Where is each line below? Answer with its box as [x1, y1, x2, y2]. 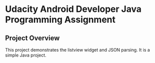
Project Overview [5, 34, 60, 42]
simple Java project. [5, 52, 47, 58]
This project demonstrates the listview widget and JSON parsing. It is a [5, 47, 150, 53]
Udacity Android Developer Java [5, 3, 142, 15]
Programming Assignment [5, 14, 116, 25]
